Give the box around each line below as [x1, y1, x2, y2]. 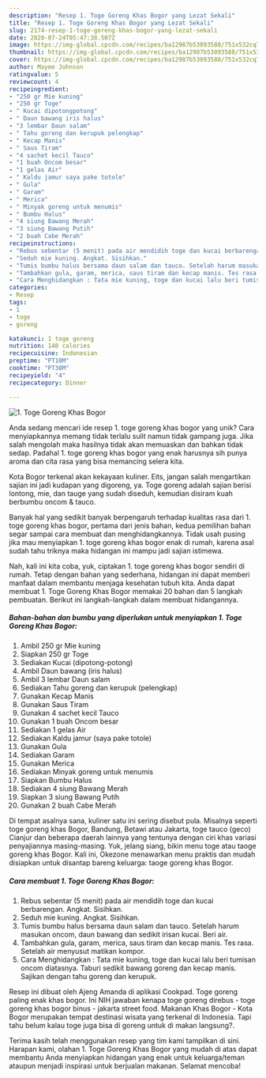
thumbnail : [9, 48, 45, 56]
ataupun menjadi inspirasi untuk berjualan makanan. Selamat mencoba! [9, 1061, 242, 1071]
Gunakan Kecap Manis [20, 691, 94, 701]
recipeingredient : [9, 85, 69, 93]
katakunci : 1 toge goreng [9, 335, 94, 342]
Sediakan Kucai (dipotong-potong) [20, 658, 133, 668]
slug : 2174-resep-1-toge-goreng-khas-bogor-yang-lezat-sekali [9, 26, 218, 34]
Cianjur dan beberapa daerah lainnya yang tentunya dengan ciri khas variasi [9, 833, 257, 842]
